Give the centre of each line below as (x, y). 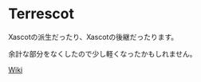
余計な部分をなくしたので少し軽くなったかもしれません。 (102, 53)
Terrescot (41, 14)
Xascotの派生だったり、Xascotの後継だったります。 (93, 37)
